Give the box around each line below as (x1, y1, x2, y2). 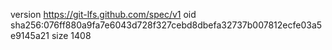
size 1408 (51, 30, 92, 41)
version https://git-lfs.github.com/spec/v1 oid (10, 9, 197, 20)
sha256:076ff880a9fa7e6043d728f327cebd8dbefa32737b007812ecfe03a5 (10, 19, 323, 31)
